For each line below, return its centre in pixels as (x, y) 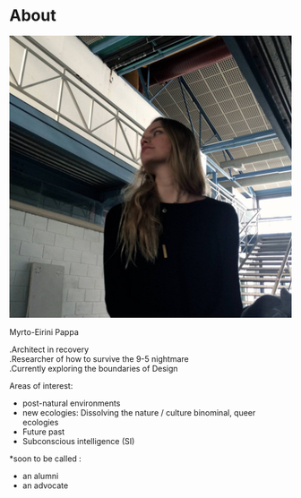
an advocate (45, 485)
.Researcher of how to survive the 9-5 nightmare (99, 358)
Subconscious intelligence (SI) (78, 441)
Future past (43, 432)
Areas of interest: (41, 385)
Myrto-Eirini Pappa (44, 331)
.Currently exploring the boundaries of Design (94, 368)
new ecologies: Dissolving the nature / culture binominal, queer (139, 412)
